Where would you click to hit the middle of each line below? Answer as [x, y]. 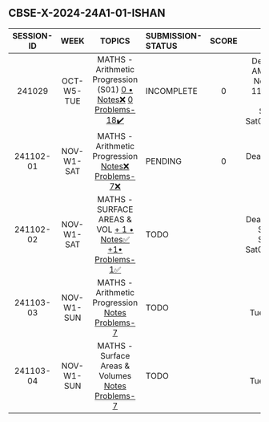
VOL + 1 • [115, 229]
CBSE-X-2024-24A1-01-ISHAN [87, 13]
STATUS [161, 46]
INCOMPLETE [171, 91]
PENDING [164, 161]
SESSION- [33, 35]
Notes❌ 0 [115, 99]
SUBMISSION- [174, 35]
